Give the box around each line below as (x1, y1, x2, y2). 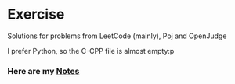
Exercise (7, 5, 65, 23)
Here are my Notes (7, 65, 80, 76)
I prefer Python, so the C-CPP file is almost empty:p (7, 46, 175, 55)
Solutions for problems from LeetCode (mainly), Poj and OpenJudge (7, 31, 227, 40)
